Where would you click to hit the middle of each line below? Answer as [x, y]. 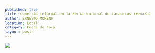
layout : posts [19, 32]
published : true [21, 9]
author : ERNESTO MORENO [29, 18]
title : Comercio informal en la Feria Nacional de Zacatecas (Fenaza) [78, 14]
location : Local [21, 23]
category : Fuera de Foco [30, 27]
